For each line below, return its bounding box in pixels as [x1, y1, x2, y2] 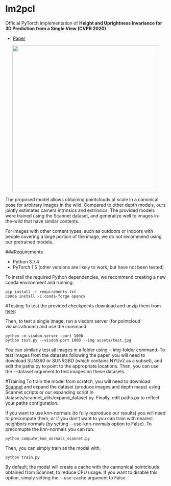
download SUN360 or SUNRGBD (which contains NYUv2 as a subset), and [5, 357, 162, 363]
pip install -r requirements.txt [5, 289, 77, 294]
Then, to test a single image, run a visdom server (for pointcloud [5, 318, 140, 324]
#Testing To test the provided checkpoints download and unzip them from [5, 302, 161, 309]
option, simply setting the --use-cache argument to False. [5, 474, 127, 480]
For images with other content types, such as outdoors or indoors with [5, 228, 154, 234]
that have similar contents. [23, 218, 80, 224]
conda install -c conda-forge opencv [5, 294, 86, 299]
